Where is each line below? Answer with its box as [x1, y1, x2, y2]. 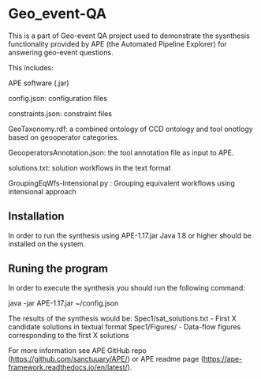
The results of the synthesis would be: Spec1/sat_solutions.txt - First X [8, 313, 237, 323]
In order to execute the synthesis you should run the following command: [8, 283, 246, 292]
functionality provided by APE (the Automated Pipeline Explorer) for [8, 39, 227, 48]
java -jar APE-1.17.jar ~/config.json [8, 298, 119, 308]
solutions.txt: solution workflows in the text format [8, 163, 171, 172]
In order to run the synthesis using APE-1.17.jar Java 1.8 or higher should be [8, 231, 252, 240]
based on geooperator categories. [8, 132, 120, 142]
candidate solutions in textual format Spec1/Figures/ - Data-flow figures [8, 321, 241, 332]
